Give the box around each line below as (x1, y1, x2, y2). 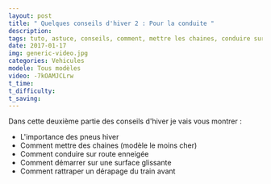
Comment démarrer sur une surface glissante (19, 158, 172, 168)
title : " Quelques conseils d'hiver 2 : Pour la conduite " (8, 19, 215, 27)
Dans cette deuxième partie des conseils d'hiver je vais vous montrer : (8, 116, 242, 126)
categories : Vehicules (8, 57, 85, 65)
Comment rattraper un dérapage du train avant (19, 166, 176, 176)
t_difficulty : (8, 86, 56, 95)
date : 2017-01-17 (8, 42, 67, 50)
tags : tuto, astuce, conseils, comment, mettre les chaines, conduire (8, 34, 251, 43)
